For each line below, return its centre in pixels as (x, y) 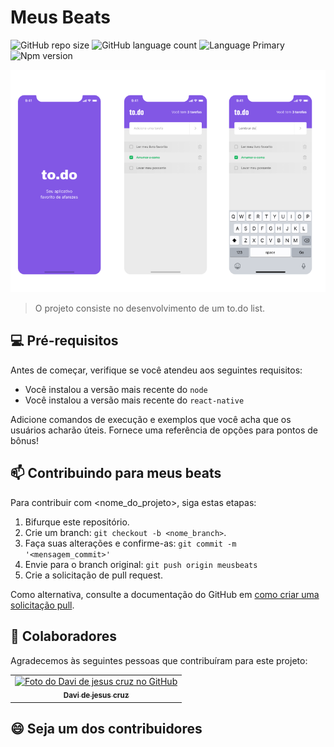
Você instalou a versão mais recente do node (116, 389)
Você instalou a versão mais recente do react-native (134, 400)
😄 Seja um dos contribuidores (106, 728)
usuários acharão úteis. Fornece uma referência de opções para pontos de (164, 430)
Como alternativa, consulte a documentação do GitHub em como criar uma (165, 594)
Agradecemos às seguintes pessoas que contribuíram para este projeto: (159, 660)
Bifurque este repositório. (77, 522)
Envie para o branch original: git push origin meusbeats (141, 564)
